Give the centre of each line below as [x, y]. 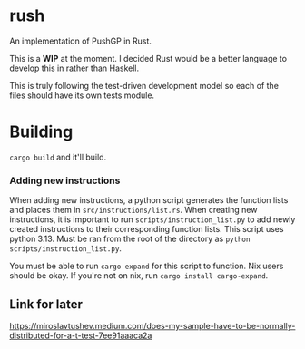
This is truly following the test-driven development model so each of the [144, 85]
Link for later [46, 304]
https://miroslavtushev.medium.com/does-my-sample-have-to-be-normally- [152, 325]
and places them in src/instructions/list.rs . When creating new [133, 210]
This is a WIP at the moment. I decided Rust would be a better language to [148, 58]
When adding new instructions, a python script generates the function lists [149, 200]
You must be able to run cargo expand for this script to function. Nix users [147, 266]
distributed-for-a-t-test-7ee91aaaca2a [81, 335]
